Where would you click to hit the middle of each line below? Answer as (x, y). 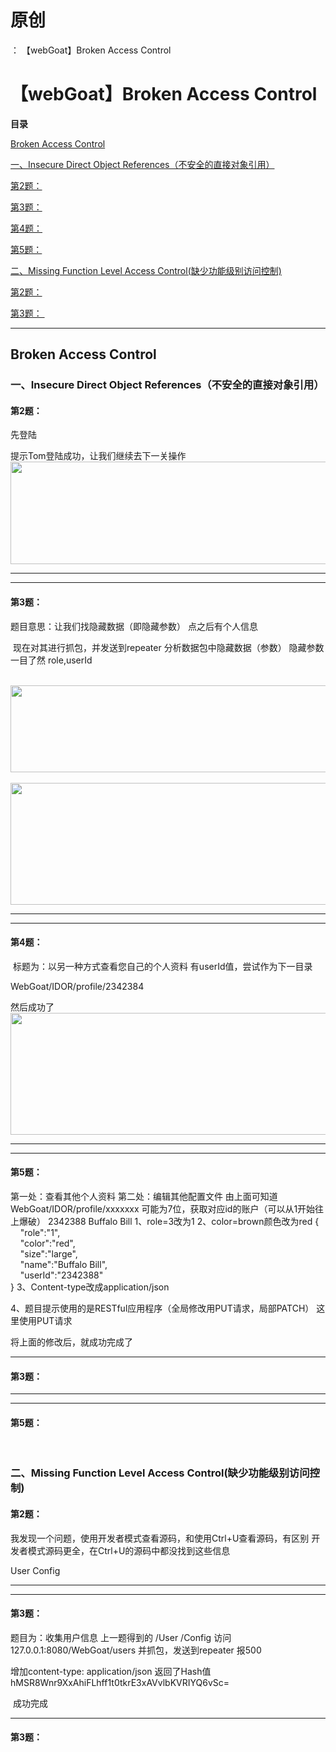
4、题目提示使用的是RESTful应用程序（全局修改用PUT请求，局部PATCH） (162, 1308)
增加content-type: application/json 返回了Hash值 (111, 1671)
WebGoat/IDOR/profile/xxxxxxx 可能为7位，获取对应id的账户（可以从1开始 (163, 1209)
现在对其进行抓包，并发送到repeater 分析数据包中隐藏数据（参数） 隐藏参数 (168, 647)
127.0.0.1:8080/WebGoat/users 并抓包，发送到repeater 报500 (136, 1650)
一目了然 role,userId (51, 660)
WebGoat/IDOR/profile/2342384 (77, 986)
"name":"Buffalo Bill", (63, 1264)
